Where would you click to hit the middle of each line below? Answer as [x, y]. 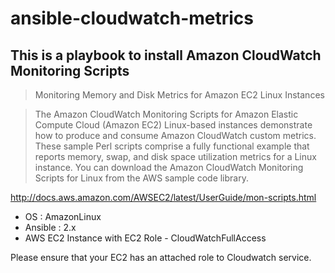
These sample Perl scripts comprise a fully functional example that [172, 146]
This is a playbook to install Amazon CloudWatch [166, 55]
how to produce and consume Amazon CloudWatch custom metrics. [175, 135]
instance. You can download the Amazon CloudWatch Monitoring [169, 167]
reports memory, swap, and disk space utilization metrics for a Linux [175, 156]
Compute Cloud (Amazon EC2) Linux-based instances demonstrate [173, 125]
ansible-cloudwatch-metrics [132, 18]
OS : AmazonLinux [63, 216]
